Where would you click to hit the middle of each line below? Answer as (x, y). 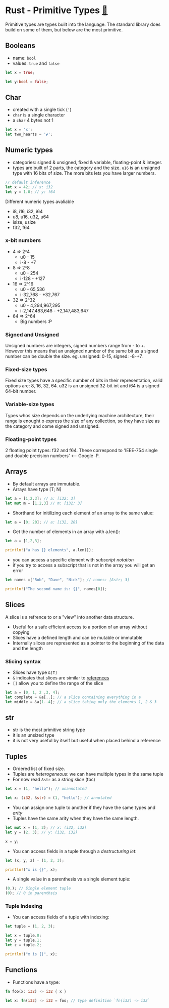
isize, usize (24, 222)
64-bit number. (21, 391)
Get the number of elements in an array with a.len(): (66, 532)
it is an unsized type (33, 735)
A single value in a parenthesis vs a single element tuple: (71, 879)
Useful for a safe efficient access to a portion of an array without (80, 627)
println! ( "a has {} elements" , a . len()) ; (49, 550)
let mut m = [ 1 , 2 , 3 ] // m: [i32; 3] (44, 503)
